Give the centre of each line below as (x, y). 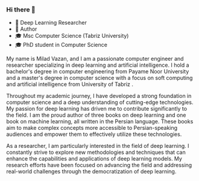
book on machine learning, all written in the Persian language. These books (100, 121)
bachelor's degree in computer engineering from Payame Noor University (98, 72)
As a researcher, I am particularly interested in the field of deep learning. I (98, 146)
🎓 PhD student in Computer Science (61, 45)
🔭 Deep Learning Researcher (51, 23)
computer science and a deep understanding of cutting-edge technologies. (100, 102)
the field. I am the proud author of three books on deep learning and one (96, 115)
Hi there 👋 (21, 10)
